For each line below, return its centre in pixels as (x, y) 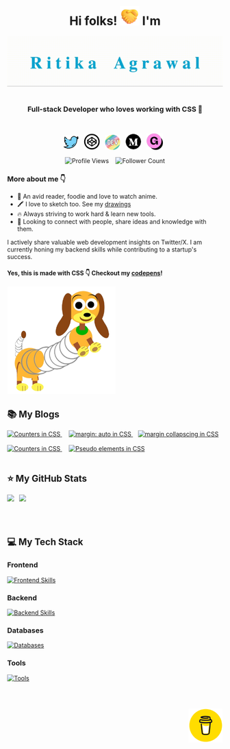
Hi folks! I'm (115, 21)
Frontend (23, 565)
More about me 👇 (37, 179)
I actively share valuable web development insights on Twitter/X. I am (105, 243)
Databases (25, 630)
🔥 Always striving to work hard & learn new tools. (86, 214)
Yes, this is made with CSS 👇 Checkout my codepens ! (85, 273)
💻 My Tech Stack (45, 542)
